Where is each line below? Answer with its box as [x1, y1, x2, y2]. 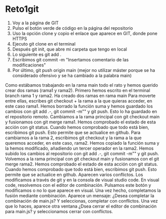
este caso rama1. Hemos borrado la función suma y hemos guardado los [5, 103, 153, 109]
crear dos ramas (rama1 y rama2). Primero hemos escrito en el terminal [5, 87, 150, 93]
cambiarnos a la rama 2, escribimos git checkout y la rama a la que [5, 135, 142, 141]
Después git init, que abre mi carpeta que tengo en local [12, 46, 127, 52]
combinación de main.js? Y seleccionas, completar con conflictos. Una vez [5, 198, 158, 204]
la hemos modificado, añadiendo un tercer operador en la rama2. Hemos [5, 145, 154, 151]
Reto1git [5, 3, 39, 15]
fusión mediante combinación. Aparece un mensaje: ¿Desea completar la [5, 192, 155, 199]
